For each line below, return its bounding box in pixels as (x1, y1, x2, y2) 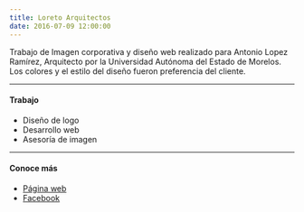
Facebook (22, 192, 61, 203)
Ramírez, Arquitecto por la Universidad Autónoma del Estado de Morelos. (9, 56, 282, 67)
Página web (22, 182, 67, 194)
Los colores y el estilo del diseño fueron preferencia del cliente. (9, 65, 246, 77)
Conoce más (9, 163, 58, 174)
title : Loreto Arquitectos (9, 13, 111, 23)
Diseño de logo (22, 115, 80, 125)
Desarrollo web (22, 124, 80, 135)
